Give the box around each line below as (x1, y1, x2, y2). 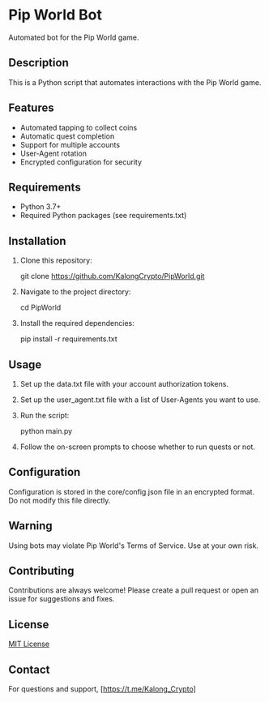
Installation (8, 233, 66, 248)
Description (8, 56, 69, 70)
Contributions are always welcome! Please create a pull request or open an (8, 585, 259, 595)
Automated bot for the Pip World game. (8, 32, 139, 42)
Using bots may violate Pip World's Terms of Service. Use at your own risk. (8, 541, 259, 550)
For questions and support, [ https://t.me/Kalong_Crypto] (8, 684, 196, 694)
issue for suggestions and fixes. (8, 594, 115, 604)
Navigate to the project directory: (19, 287, 131, 297)
